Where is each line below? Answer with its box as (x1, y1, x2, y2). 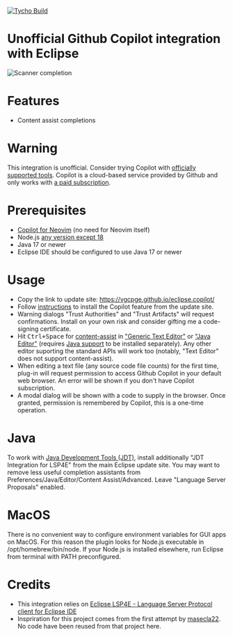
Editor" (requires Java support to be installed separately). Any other (17, 339, 212, 348)
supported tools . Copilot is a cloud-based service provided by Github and (7, 170, 218, 179)
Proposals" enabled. (7, 483, 65, 491)
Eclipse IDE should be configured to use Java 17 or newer (17, 248, 182, 256)
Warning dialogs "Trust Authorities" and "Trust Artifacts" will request (17, 309, 214, 318)
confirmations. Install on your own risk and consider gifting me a (17, 317, 202, 325)
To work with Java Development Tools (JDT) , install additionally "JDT (7, 453, 204, 462)
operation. (17, 405, 47, 414)
